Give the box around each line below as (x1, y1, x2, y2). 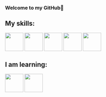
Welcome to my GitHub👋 (5, 4, 64, 11)
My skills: (5, 19, 35, 28)
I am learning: (5, 60, 48, 69)
